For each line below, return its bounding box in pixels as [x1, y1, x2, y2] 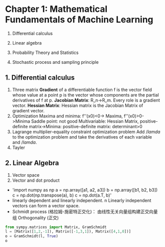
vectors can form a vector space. [12, 202, 80, 208]
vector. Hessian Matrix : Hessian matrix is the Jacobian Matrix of [12, 102, 144, 108]
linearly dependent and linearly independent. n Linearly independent [12, 197, 152, 203]
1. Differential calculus [5, 73, 75, 82]
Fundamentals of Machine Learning [5, 14, 154, 25]
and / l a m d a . [12, 139, 37, 145]
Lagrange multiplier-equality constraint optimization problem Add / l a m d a [12, 129, 161, 135]
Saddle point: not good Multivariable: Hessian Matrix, [31, 118, 139, 124]
